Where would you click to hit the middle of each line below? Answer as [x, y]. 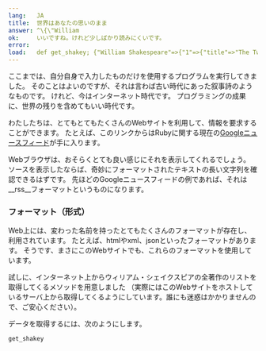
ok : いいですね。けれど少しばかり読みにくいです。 [87, 38]
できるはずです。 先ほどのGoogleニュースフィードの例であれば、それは [131, 179]
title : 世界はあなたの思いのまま [58, 23]
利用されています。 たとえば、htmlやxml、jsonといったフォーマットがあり [129, 241]
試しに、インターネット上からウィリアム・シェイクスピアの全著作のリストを [133, 277]
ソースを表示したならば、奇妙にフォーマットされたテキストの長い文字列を [129, 169]
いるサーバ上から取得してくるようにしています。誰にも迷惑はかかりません [129, 297]
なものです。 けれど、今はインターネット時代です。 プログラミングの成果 [127, 96]
